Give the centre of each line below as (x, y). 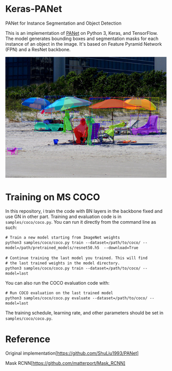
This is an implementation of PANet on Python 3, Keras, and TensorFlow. (82, 33)
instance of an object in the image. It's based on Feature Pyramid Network (84, 44)
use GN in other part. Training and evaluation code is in (63, 217)
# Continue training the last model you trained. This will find (76, 258)
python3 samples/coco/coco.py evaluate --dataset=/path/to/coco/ (76, 298)
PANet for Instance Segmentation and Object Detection (63, 23)
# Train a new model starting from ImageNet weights (63, 238)
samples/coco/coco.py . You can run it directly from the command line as (81, 222)
